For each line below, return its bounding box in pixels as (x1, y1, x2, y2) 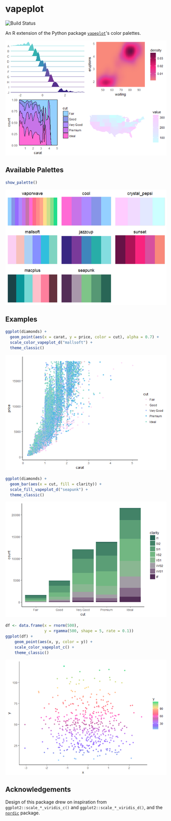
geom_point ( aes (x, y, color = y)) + (14, 639, 93, 645)
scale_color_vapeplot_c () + (14, 645, 74, 650)
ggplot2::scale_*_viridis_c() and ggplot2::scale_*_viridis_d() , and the (5, 804, 163, 810)
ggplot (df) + (5, 634, 33, 639)
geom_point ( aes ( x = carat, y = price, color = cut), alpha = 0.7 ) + (10, 334, 159, 340)
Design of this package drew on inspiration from (5, 798, 107, 805)
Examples (5, 315, 37, 324)
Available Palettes (5, 166, 64, 174)
